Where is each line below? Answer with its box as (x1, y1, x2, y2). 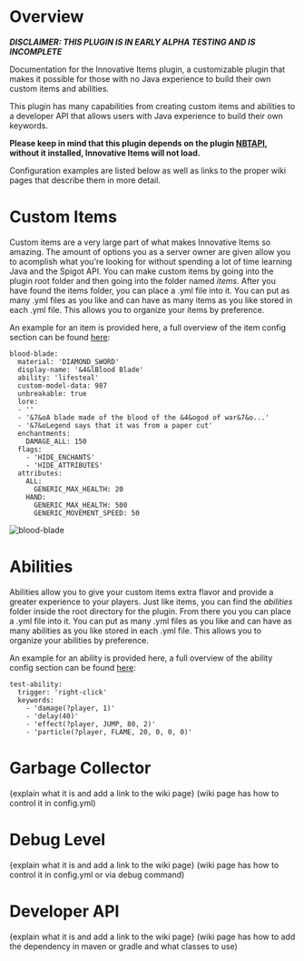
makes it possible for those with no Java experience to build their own (9, 73, 271, 84)
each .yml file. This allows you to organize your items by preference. (9, 304, 265, 315)
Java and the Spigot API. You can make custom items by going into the (9, 266, 274, 277)
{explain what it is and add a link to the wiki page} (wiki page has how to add (9, 931, 296, 942)
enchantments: (17, 429, 71, 438)
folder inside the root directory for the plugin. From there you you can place (9, 605, 292, 616)
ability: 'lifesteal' (17, 373, 100, 382)
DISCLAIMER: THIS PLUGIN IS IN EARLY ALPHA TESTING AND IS (9, 36, 256, 47)
